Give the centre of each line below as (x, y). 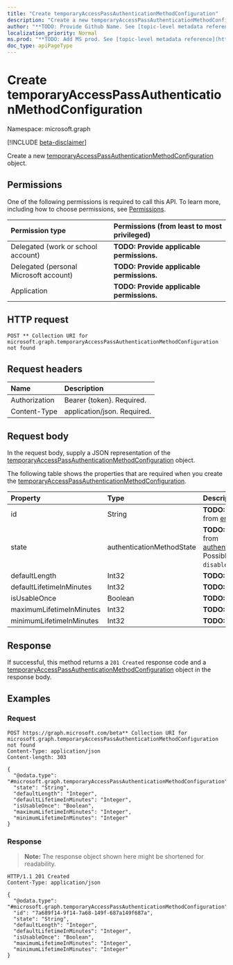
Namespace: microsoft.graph (49, 128)
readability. (40, 864)
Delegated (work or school (54, 246)
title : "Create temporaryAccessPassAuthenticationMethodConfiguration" (113, 14)
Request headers (45, 369)
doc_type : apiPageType (40, 46)
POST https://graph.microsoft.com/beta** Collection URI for (97, 733)
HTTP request (38, 320)
